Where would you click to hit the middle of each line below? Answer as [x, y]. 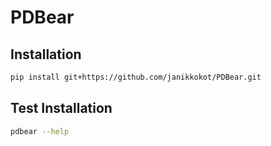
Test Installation [61, 108]
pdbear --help [40, 131]
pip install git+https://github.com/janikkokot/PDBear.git [136, 77]
